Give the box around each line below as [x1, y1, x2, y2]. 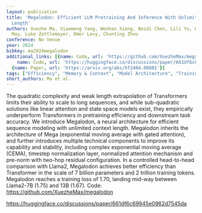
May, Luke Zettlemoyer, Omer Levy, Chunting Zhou [11, 31, 138, 37]
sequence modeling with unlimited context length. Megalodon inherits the [6, 125, 189, 132]
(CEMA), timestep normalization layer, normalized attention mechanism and [6, 150, 194, 157]
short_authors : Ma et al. [6, 76, 71, 82]
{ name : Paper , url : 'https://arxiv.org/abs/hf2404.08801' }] [11, 64, 165, 71]
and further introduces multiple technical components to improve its [6, 137, 175, 144]
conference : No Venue [6, 37, 61, 43]
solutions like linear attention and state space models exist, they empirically [6, 105, 194, 113]
